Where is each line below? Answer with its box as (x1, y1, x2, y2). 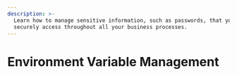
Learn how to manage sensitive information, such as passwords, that (13, 17, 222, 24)
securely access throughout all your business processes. (13, 23, 188, 30)
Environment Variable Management (7, 53, 219, 70)
